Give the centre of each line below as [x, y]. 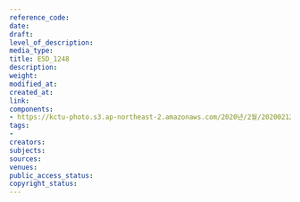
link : [19, 101]
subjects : [28, 150]
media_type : [31, 51]
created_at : [31, 92]
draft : [21, 34]
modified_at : [33, 84]
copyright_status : [43, 184]
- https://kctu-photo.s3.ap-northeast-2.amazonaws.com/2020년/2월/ [135, 117]
